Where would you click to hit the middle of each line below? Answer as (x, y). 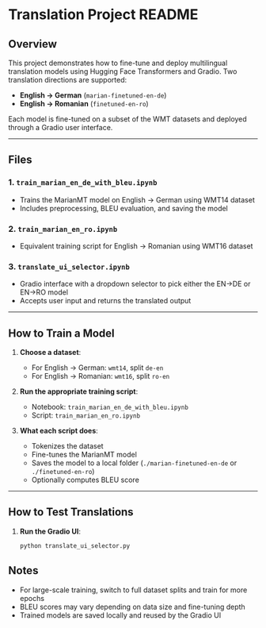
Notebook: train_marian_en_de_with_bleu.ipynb (110, 407)
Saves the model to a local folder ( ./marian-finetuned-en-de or (134, 463)
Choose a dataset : (50, 353)
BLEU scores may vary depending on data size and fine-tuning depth (132, 607)
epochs (32, 598)
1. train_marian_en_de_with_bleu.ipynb (83, 183)
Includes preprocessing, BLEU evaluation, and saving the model (123, 208)
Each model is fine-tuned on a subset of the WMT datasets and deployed (127, 119)
